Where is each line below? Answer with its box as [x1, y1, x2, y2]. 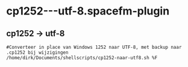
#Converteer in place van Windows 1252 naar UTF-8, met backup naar [6, 44, 182, 50]
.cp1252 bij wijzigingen [6, 49, 69, 56]
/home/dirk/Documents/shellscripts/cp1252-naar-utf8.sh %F [6, 55, 158, 61]
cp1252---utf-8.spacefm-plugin [6, 4, 170, 18]
